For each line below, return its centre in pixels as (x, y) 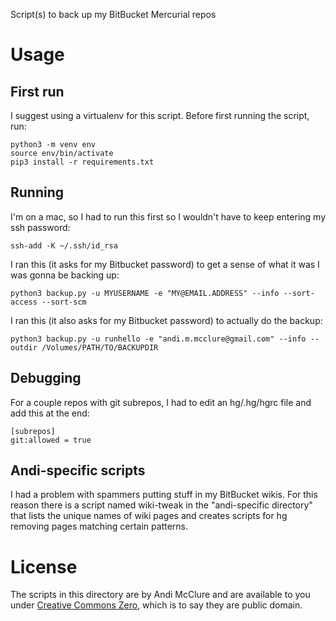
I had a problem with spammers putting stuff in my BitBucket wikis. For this (164, 495)
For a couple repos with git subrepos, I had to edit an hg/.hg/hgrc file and (161, 402)
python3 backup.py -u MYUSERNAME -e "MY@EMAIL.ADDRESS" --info (145, 293)
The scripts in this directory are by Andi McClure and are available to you (160, 595)
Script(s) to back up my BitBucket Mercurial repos (113, 14)
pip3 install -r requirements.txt (82, 162)
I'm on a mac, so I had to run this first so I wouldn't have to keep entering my (168, 216)
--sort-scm (64, 302)
